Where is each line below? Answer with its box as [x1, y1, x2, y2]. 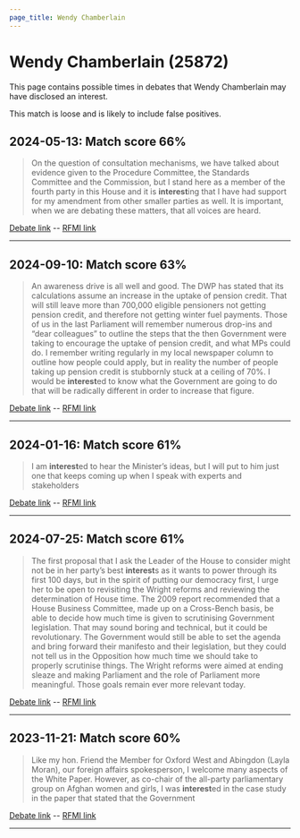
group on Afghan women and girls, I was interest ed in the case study [30, 782, 287, 793]
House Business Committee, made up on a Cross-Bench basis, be [30, 603, 274, 613]
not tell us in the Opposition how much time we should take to [30, 650, 259, 661]
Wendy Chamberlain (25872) [9, 51, 229, 72]
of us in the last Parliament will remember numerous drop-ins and [30, 319, 272, 329]
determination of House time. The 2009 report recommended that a [30, 593, 280, 604]
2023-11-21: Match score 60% [9, 731, 181, 746]
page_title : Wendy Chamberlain [9, 13, 126, 22]
